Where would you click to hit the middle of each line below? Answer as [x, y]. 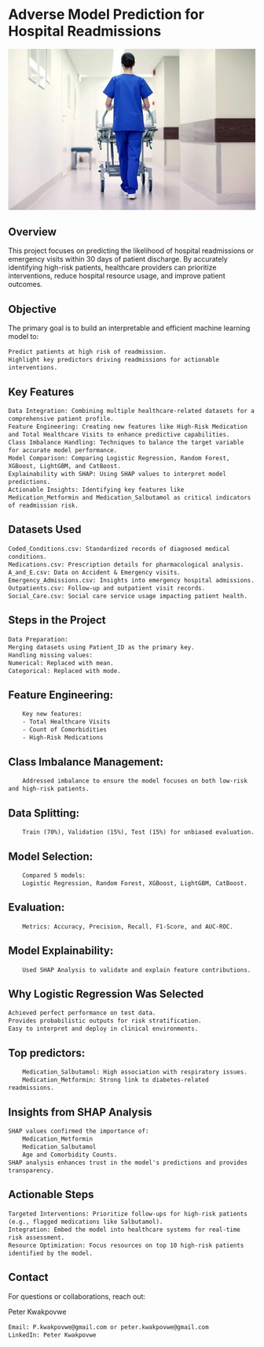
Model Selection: [51, 856]
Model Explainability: [61, 951]
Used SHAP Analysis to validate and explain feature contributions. [137, 970]
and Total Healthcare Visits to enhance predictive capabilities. [119, 435]
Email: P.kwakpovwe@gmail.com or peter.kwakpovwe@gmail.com [109, 1327]
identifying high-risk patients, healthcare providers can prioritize [112, 268]
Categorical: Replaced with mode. [65, 671]
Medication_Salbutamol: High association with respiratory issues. [135, 1072]
